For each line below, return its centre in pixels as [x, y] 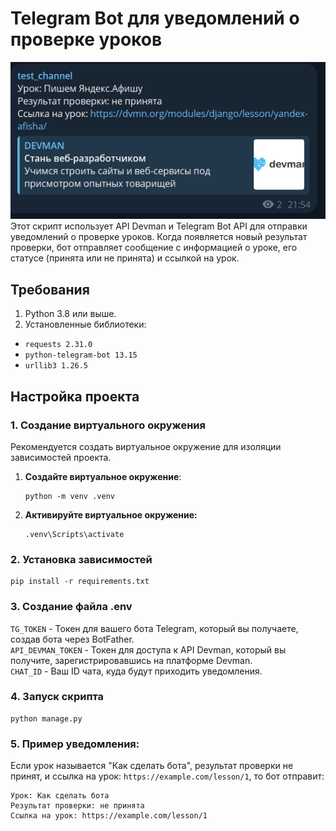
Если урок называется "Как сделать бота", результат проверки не [152, 766]
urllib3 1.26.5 [56, 366]
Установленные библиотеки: [85, 324]
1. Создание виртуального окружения [108, 425]
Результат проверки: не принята [77, 806]
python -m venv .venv [69, 496]
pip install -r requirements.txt [80, 582]
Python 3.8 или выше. [70, 314]
